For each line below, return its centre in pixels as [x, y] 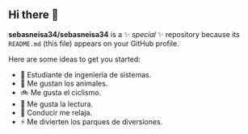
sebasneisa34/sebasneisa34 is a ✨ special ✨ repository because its [124, 34]
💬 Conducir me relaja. [56, 112]
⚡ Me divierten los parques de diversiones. [91, 121]
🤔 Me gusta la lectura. [57, 104]
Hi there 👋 [34, 15]
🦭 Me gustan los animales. [64, 83]
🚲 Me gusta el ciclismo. [61, 92]
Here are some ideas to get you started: [75, 59]
